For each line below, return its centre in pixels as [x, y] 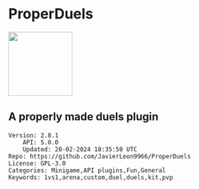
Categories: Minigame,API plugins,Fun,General [87, 170]
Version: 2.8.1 [34, 135]
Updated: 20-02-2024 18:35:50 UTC [80, 149]
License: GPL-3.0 [37, 163]
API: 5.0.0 [41, 142]
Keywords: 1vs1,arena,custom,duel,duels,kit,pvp [91, 177]
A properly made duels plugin [84, 117]
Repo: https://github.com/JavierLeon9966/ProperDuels [100, 156]
